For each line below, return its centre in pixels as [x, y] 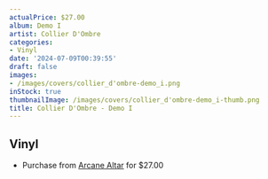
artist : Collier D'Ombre [55, 34]
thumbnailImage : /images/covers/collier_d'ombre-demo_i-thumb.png [134, 100]
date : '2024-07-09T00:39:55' [63, 58]
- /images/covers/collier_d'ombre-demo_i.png [95, 83]
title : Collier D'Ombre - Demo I [71, 108]
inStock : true [35, 91]
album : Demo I [35, 26]
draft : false [33, 67]
